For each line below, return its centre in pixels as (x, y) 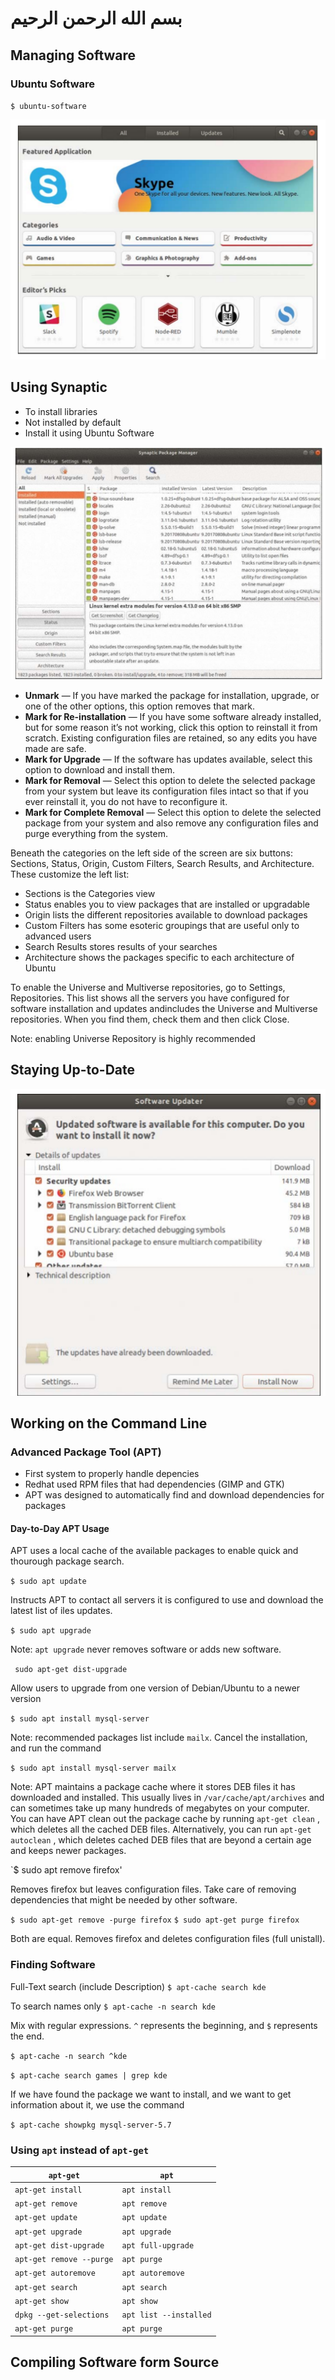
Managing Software (73, 55)
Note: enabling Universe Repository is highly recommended (133, 1038)
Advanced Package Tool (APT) (86, 1452)
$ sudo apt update (48, 1582)
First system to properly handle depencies (112, 1474)
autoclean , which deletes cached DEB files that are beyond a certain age (161, 1840)
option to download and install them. (100, 769)
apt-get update (46, 2218)
